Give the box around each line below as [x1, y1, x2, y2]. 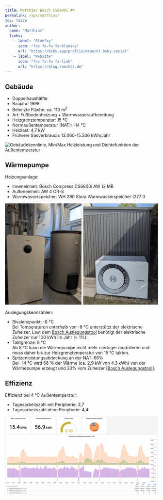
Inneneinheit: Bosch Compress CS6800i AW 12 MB [12, 183, 114, 189]
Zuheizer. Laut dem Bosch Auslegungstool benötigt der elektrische [12, 329, 146, 335]
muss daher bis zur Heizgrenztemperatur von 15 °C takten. [12, 350, 130, 355]
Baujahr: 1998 [12, 101, 40, 107]
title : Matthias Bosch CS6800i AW [5, 8, 75, 13]
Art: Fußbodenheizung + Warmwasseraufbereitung [12, 112, 114, 117]
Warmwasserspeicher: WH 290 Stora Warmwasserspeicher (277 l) [12, 194, 146, 199]
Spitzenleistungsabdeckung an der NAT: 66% [12, 355, 103, 361]
